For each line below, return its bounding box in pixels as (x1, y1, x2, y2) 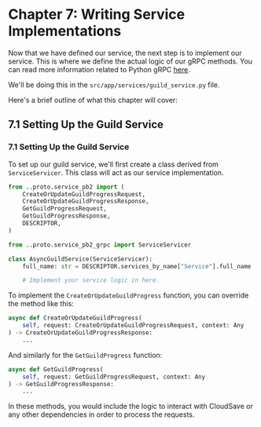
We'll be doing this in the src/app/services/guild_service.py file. (8, 80, 220, 89)
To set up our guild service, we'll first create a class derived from (8, 159, 219, 169)
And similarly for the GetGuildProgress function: (8, 350, 163, 359)
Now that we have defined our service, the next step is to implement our (8, 48, 242, 57)
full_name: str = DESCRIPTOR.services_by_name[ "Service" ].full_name (22, 262, 252, 270)
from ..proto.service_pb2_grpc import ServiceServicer (8, 241, 192, 249)
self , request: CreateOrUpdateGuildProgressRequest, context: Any (22, 322, 244, 330)
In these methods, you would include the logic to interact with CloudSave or (8, 402, 253, 411)
